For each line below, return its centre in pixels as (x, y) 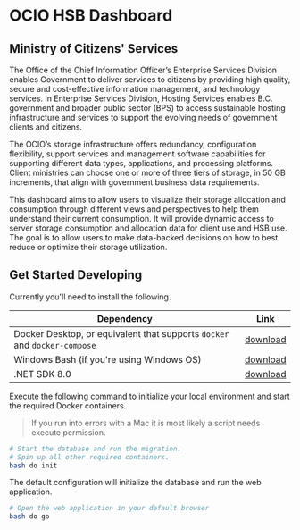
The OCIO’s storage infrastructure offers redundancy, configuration (133, 144)
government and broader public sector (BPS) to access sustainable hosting (147, 108)
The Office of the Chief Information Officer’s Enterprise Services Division (143, 70)
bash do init (33, 466)
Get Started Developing (76, 275)
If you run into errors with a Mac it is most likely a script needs (146, 423)
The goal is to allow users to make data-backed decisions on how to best (144, 237)
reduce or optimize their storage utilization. (88, 247)
